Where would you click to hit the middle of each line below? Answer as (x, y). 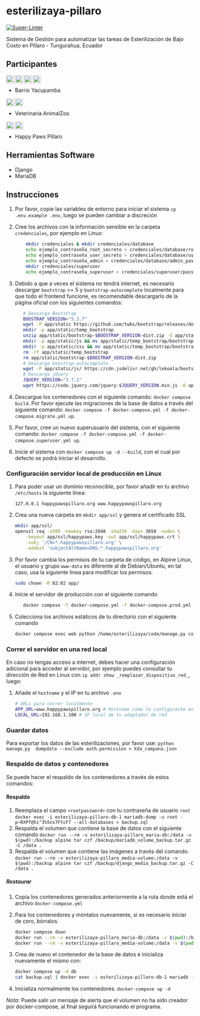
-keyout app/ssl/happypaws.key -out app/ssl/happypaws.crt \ (103, 537)
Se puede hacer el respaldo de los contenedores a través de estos (88, 777)
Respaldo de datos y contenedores (57, 764)
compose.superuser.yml (43, 441)
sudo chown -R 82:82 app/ (47, 583)
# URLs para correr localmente (54, 704)
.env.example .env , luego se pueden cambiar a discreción (86, 215)
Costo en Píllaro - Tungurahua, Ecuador (54, 45)
